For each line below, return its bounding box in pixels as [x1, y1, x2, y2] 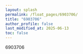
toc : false [5, 30, 28, 35]
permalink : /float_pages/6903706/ [5, 12, 78, 17]
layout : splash [5, 7, 37, 12]
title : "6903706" [5, 16, 42, 21]
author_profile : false [5, 21, 53, 26]
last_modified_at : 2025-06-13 [5, 26, 69, 31]
